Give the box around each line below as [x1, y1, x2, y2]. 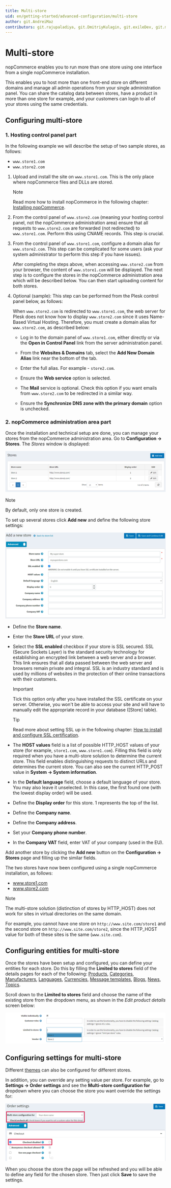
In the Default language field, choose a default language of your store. [12, 779, 161, 785]
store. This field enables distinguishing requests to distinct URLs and [12, 758, 157, 765]
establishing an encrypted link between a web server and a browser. [12, 655, 156, 661]
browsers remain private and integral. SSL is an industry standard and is [12, 665, 164, 671]
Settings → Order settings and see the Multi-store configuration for [5, 1082, 150, 1089]
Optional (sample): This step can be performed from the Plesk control [12, 293, 159, 299]
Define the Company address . [12, 820, 77, 826]
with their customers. [12, 676, 58, 682]
